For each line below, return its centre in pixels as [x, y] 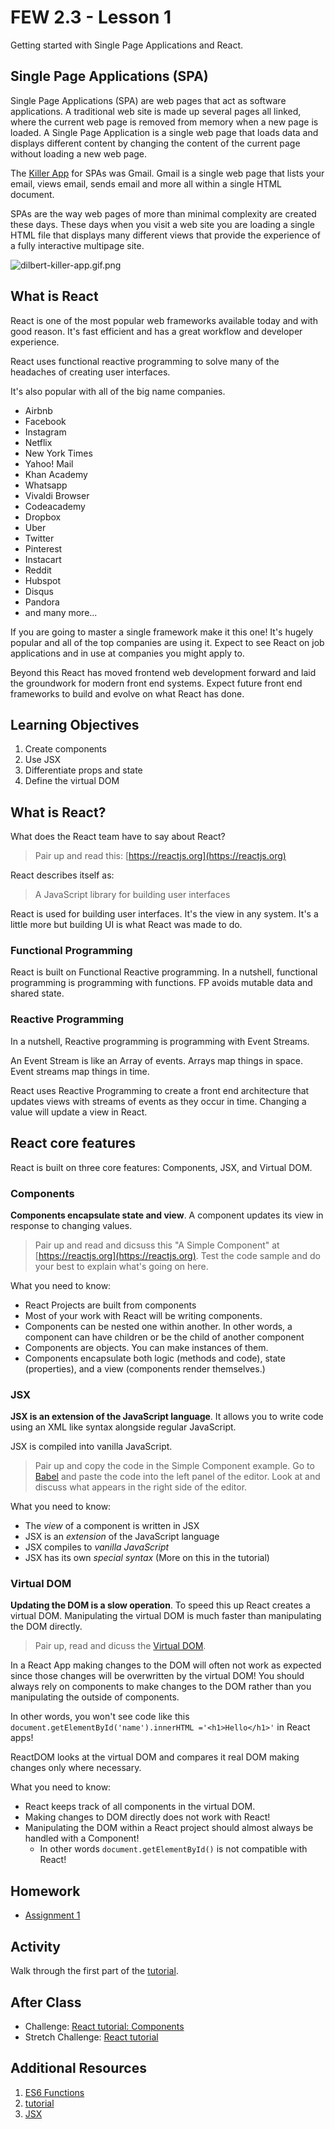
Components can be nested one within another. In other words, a [158, 1326]
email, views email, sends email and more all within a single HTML [146, 183]
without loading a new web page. [79, 153]
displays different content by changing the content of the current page [155, 143]
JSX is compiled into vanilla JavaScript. [91, 1447]
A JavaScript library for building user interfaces [132, 895]
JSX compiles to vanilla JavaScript [97, 1547]
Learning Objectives [75, 724]
